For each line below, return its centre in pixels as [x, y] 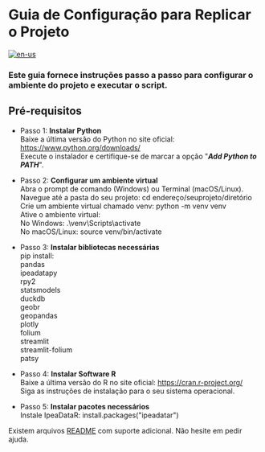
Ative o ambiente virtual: [60, 214]
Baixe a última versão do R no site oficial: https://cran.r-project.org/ [131, 382]
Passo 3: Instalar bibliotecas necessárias [90, 247]
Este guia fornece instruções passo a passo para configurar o [131, 75]
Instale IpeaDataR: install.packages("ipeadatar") [99, 415]
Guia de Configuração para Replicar [130, 15]
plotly [29, 324]
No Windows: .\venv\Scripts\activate [80, 223]
